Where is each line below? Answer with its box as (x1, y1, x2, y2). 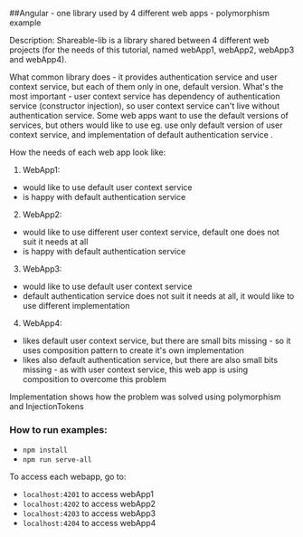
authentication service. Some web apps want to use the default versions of (9, 110, 289, 120)
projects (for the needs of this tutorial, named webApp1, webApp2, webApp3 (9, 44, 295, 55)
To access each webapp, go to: (9, 471, 127, 483)
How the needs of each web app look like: (9, 147, 166, 158)
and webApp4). (9, 54, 68, 64)
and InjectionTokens (9, 401, 84, 411)
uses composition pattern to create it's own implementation (22, 345, 244, 356)
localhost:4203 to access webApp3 (22, 508, 156, 519)
